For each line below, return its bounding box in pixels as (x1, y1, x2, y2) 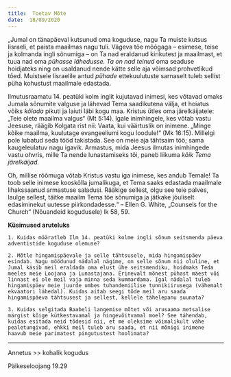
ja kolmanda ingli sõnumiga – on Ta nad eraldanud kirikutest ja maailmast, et (8, 49, 222, 58)
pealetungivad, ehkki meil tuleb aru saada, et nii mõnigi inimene (8, 324, 205, 331)
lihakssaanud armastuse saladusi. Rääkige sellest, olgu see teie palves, (8, 186, 208, 194)
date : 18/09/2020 (8, 16, 60, 23)
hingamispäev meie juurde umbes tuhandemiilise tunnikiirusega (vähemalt (8, 282, 223, 289)
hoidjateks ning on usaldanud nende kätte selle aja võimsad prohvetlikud (8, 64, 213, 73)
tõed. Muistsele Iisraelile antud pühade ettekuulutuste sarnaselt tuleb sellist (8, 71, 221, 80)
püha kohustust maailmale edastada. (8, 79, 112, 87)
